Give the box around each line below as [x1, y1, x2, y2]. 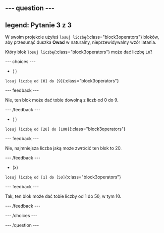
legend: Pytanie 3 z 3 [5, 21, 72, 29]
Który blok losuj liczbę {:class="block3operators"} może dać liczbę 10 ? [5, 49, 153, 55]
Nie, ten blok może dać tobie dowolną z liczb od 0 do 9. [5, 97, 119, 103]
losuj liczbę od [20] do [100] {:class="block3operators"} [5, 126, 126, 132]
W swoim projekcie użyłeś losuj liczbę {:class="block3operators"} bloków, [5, 34, 160, 40]
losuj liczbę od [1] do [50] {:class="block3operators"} [5, 174, 121, 180]
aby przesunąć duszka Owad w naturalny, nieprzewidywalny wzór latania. [5, 39, 157, 45]
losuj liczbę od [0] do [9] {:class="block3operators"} [5, 78, 119, 84]
